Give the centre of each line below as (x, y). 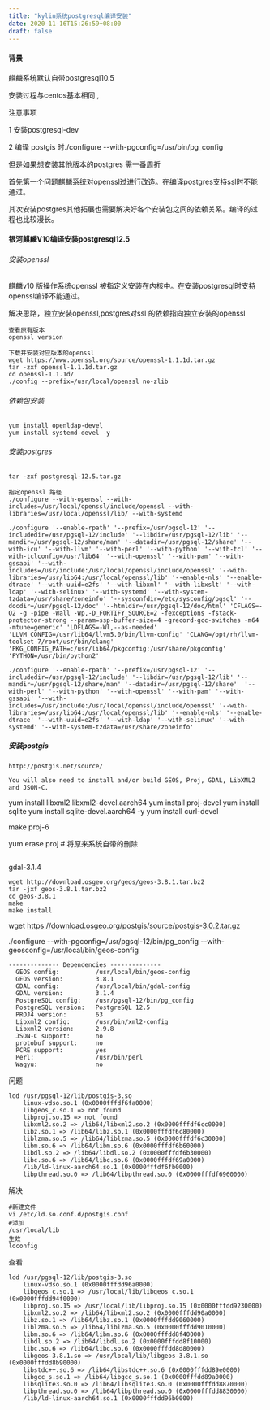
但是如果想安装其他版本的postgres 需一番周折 (84, 164)
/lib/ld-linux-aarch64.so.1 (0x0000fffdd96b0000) (109, 1398)
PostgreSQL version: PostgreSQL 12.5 (83, 1007)
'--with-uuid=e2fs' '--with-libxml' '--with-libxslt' (130, 585)
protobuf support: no (60, 1043)
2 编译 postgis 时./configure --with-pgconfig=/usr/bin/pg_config (116, 146)
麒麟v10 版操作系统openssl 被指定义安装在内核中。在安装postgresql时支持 (132, 286)
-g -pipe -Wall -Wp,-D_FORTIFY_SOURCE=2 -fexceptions (112, 613)
